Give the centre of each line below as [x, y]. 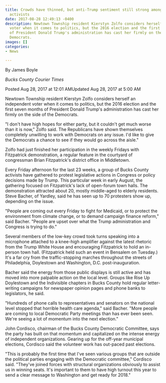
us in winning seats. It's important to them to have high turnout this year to [81, 370]
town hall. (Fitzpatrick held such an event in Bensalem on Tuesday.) [89, 252]
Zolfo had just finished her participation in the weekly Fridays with [72, 149]
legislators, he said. [25, 293]
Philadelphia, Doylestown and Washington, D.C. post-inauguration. [73, 262]
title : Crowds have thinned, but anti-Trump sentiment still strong [77, 10]
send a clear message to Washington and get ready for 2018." [68, 375]
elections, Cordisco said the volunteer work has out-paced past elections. [80, 344]
